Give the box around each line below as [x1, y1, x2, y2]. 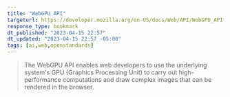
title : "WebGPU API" [7, 10, 67, 17]
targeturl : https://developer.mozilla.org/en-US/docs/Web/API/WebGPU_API [7, 17, 224, 23]
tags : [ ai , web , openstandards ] [7, 42, 94, 49]
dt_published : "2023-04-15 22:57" [7, 29, 107, 36]
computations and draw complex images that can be [63, 76, 212, 83]
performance [23, 76, 62, 83]
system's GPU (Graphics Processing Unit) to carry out [23, 68, 178, 76]
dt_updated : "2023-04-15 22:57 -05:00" [7, 36, 122, 43]
